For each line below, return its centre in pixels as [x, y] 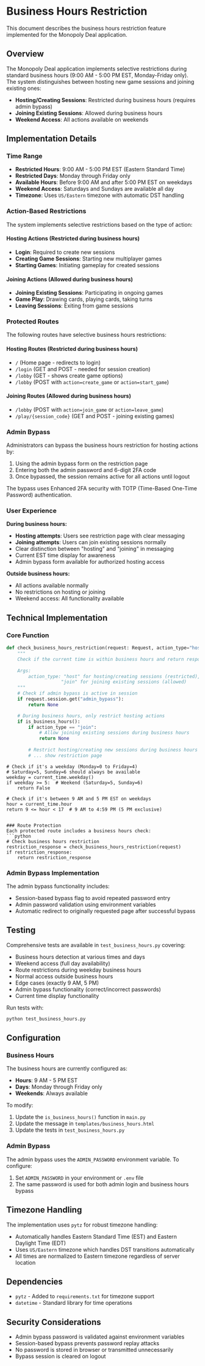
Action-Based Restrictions [46, 211]
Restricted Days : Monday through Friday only [73, 176]
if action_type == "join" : [63, 727]
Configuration [34, 1038]
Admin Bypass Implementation [53, 873]
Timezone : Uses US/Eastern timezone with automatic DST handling [99, 195]
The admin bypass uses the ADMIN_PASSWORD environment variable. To [93, 1159]
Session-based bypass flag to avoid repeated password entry [93, 898]
